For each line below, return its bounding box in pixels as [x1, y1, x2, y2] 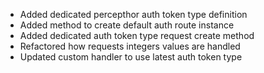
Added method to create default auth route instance [19, 19, 235, 31]
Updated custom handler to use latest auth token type [19, 51, 243, 63]
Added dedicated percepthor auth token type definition [19, 9, 248, 20]
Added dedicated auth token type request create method [19, 30, 255, 41]
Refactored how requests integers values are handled [19, 40, 241, 52]
